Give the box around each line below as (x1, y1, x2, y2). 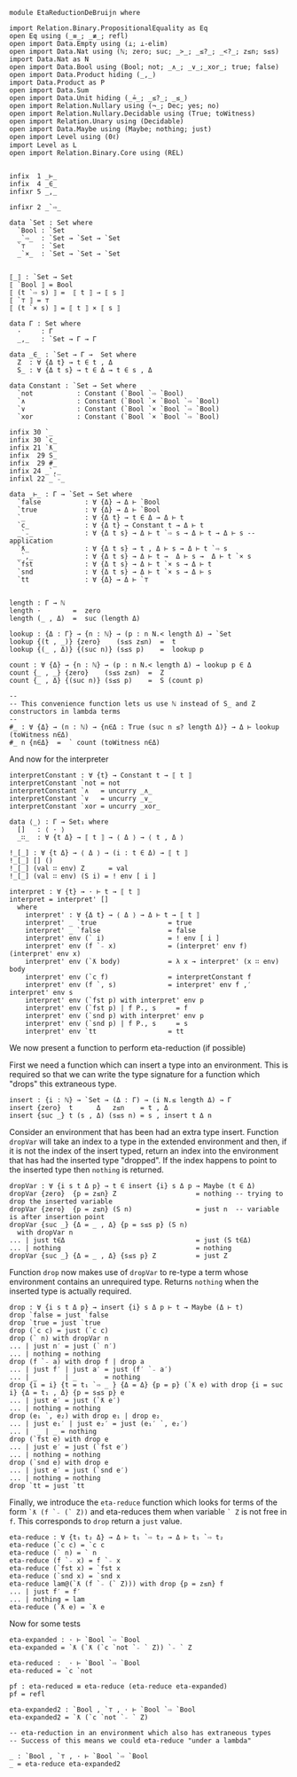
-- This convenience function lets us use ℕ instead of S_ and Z (9, 700, 255, 708)
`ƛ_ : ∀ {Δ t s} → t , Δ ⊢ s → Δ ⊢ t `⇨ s (17, 544, 228, 553)
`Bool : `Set (17, 226, 66, 235)
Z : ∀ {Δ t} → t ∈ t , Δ (17, 358, 113, 367)
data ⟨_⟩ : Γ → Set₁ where (9, 818, 109, 826)
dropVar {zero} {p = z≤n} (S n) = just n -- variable (9, 1205, 279, 1214)
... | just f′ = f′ (9, 1587, 82, 1596)
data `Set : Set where (9, 218, 93, 227)
